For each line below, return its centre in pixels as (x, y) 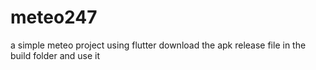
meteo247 (54, 17)
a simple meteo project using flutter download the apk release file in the (158, 45)
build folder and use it (55, 55)
